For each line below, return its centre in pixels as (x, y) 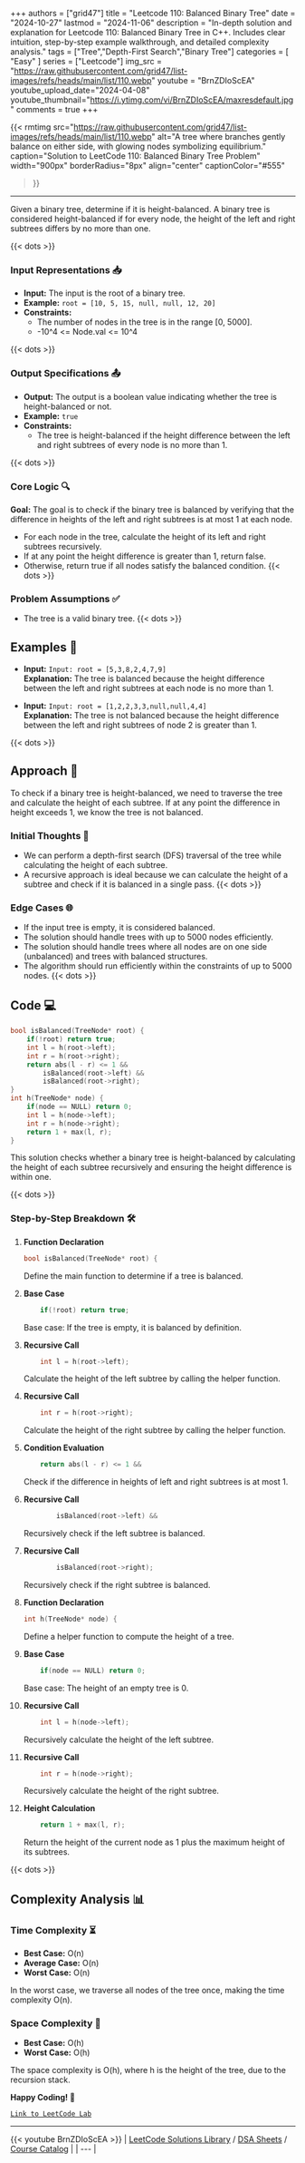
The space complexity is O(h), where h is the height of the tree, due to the (148, 2070)
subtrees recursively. (62, 546)
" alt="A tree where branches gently (219, 136)
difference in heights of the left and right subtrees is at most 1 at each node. (152, 519)
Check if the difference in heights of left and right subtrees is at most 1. (156, 1482)
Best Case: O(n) (54, 1953)
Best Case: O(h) (54, 2043)
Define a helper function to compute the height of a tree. (129, 1636)
